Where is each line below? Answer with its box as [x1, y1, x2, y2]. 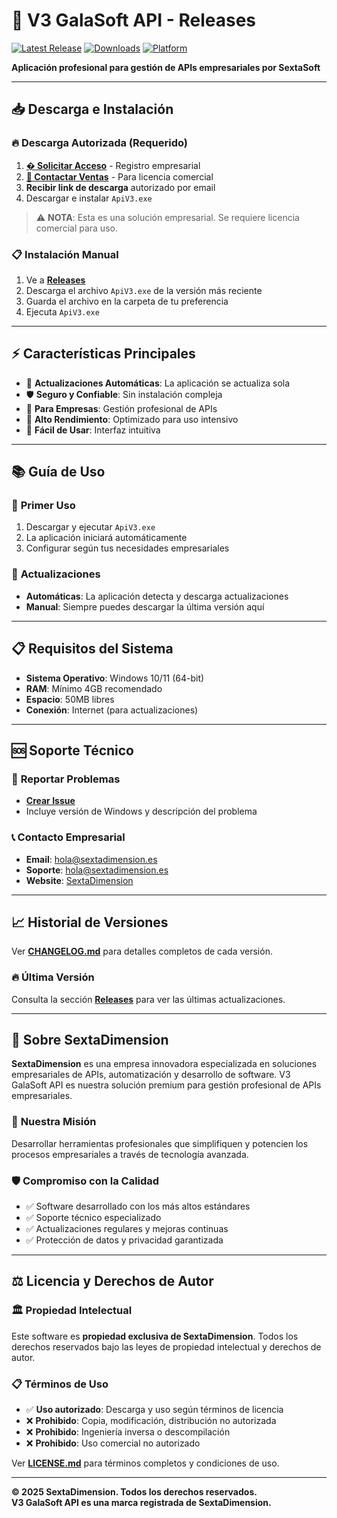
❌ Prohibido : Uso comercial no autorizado [25, 1437, 201, 1449]
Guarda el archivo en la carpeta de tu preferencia [25, 295, 229, 307]
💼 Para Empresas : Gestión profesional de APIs [25, 402, 218, 414]
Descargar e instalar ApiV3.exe [25, 192, 153, 204]
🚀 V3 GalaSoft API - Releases [11, 9, 256, 32]
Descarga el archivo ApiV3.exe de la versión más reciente [25, 284, 263, 296]
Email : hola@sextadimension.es [25, 853, 158, 865]
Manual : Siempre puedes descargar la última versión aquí [25, 600, 265, 613]
